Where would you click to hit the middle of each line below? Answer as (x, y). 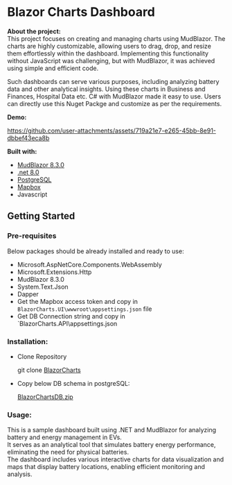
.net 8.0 (28, 172)
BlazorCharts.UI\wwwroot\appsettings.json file (84, 309)
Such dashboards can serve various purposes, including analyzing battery (113, 81)
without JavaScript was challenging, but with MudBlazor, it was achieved (111, 60)
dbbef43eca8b (28, 138)
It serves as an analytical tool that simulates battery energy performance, (111, 445)
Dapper (28, 294)
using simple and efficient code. (53, 68)
